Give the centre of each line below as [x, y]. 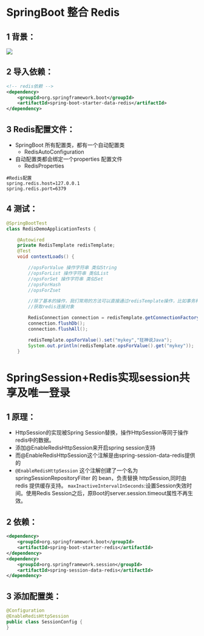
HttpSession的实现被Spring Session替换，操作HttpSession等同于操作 [102, 433]
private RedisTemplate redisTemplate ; [66, 245]
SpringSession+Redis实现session [93, 377]
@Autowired [31, 240]
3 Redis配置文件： [41, 129]
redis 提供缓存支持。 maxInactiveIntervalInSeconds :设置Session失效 [101, 485]
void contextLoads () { [46, 257]
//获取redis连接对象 [51, 307]
